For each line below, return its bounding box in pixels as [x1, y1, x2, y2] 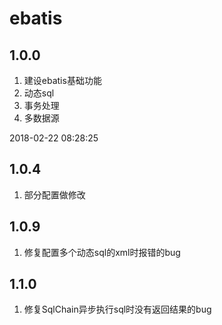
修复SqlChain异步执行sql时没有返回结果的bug [23, 303, 212, 316]
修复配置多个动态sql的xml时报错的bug [23, 246, 181, 258]
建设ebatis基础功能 [23, 75, 102, 86]
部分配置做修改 [23, 188, 86, 201]
